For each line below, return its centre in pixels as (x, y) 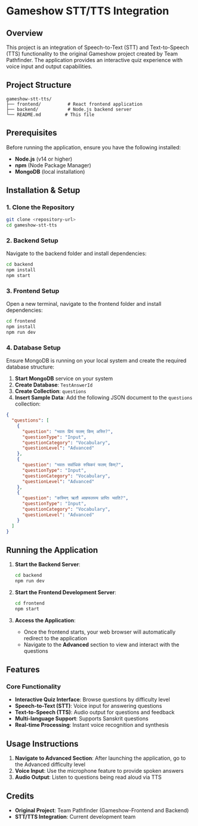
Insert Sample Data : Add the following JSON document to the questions (103, 398)
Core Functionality (34, 687)
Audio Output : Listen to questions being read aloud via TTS (88, 777)
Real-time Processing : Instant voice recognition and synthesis (92, 725)
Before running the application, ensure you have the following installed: (94, 147)
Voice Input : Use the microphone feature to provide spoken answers (99, 771)
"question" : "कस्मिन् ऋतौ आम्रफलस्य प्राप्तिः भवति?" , (75, 498)
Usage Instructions (42, 744)
